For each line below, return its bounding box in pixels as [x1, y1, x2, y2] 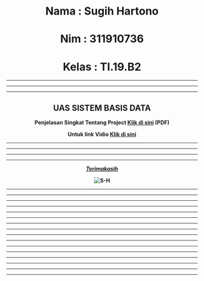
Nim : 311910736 [60, 32, 144, 46]
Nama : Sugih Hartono [45, 4, 159, 18]
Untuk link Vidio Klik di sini [67, 130, 137, 138]
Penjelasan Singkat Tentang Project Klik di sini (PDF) [34, 119, 170, 126]
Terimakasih [86, 165, 118, 172]
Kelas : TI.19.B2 [63, 59, 141, 73]
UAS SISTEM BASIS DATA [53, 103, 151, 113]
